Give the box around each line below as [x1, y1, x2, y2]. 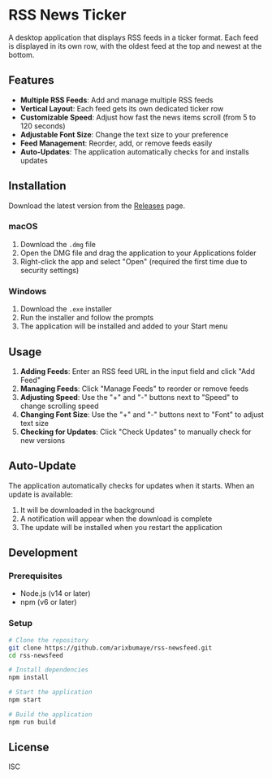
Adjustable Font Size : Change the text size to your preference [19, 129, 229, 139]
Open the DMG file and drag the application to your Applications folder [19, 248, 257, 258]
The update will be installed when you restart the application [19, 522, 223, 532]
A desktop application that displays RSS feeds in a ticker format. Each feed [8, 33, 259, 42]
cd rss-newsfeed [8, 651, 63, 659]
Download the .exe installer [19, 304, 112, 314]
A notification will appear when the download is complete [19, 514, 213, 524]
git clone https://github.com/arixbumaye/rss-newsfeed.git [8, 644, 213, 652]
